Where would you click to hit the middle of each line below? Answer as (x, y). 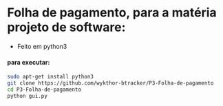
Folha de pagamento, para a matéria (112, 13)
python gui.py (28, 96)
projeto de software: (66, 27)
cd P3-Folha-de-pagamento (44, 89)
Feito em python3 (42, 46)
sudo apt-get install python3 (51, 77)
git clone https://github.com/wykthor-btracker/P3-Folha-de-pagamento (110, 83)
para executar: (29, 62)
